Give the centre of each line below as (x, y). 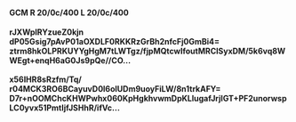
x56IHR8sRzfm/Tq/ (45, 79)
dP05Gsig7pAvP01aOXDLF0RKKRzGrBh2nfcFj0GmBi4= (115, 42)
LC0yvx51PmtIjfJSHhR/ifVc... (64, 108)
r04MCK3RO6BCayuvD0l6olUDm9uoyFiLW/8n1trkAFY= (115, 89)
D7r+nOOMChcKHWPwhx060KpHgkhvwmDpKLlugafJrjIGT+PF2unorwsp (148, 99)
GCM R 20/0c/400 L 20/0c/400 (69, 12)
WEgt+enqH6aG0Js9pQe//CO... (70, 61)
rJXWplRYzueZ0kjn (47, 32)
